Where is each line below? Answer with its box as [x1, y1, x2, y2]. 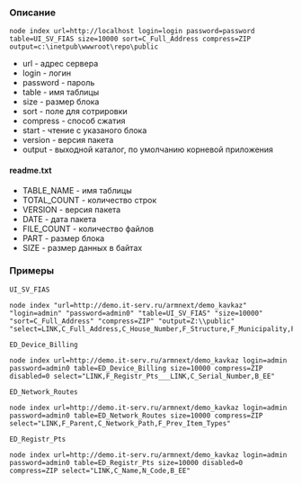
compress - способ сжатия [22, 115, 126, 127]
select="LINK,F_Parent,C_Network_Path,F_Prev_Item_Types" [9, 418, 231, 428]
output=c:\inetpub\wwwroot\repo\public [9, 42, 159, 51]
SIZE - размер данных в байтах [22, 242, 143, 253]
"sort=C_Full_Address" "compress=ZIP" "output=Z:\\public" [9, 317, 235, 326]
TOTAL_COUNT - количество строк [22, 194, 157, 205]
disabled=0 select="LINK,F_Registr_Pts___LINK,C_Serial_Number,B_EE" [9, 372, 276, 381]
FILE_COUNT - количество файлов [22, 223, 155, 234]
